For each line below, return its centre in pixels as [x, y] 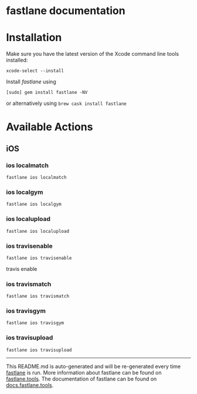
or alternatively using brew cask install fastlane [67, 103]
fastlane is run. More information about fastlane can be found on [84, 372]
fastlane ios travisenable [39, 258]
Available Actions [50, 127]
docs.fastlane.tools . [30, 385]
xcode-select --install [35, 71]
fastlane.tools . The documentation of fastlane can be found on [81, 379]
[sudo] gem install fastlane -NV [47, 93]
